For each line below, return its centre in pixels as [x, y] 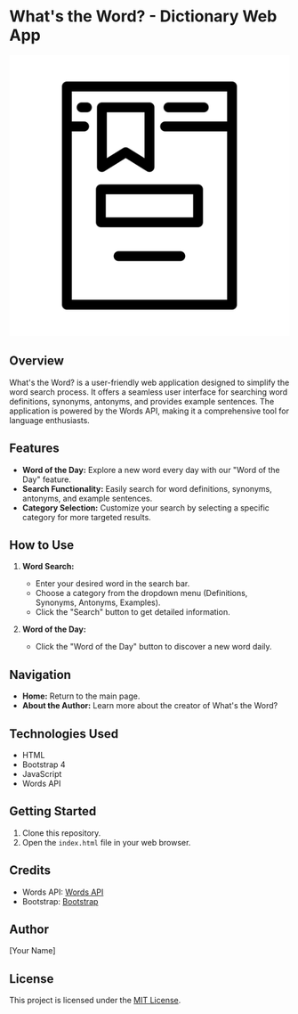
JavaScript [42, 774]
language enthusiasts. [50, 420]
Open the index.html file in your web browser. [106, 842]
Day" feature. [46, 479]
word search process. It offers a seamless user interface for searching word [149, 392]
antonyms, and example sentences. [87, 498]
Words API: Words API [63, 892]
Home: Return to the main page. [81, 696]
